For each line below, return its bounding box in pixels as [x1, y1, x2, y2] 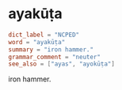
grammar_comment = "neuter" [8, 53, 101, 61]
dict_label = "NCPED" [8, 31, 80, 39]
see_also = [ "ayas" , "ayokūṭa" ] [8, 60, 115, 68]
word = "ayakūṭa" [8, 38, 66, 46]
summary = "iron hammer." [8, 45, 93, 54]
